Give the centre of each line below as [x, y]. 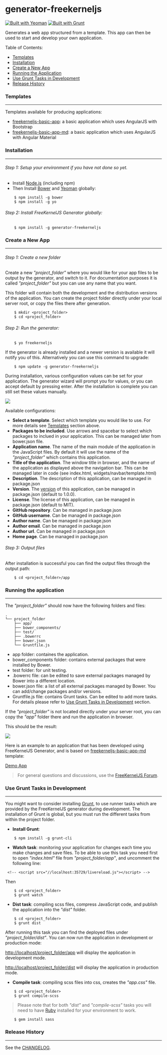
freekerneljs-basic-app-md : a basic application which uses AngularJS [84, 132]
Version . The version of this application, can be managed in [74, 489]
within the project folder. [30, 820]
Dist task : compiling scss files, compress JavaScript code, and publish [85, 904]
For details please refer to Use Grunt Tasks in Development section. [82, 702]
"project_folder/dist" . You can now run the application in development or [79, 938]
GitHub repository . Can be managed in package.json [67, 510]
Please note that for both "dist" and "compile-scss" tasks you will [84, 1005]
